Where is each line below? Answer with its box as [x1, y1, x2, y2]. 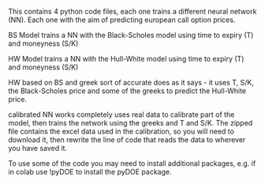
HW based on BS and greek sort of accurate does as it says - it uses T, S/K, [8, 78, 255, 87]
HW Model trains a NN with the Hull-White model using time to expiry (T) [8, 54, 244, 63]
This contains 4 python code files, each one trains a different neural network [8, 7, 257, 16]
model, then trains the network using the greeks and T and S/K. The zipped [8, 118, 253, 127]
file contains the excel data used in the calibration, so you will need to [8, 126, 235, 136]
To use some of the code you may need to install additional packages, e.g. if [8, 159, 256, 168]
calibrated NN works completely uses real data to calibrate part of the [8, 110, 235, 119]
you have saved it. [8, 144, 68, 152]
